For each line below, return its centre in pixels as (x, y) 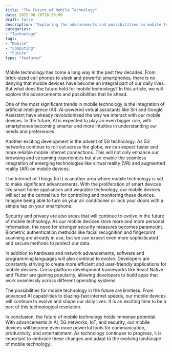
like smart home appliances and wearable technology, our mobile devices (83, 190)
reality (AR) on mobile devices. (38, 169)
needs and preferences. (30, 132)
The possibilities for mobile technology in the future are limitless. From (79, 290)
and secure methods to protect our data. (48, 243)
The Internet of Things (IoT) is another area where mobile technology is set (84, 179)
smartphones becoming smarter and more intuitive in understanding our (81, 126)
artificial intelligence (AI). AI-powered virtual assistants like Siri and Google (84, 110)
